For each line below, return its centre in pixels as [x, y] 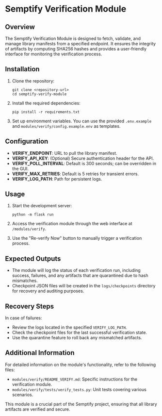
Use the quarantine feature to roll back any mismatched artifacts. [77, 338]
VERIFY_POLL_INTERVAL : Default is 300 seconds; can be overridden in [84, 163]
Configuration [27, 141]
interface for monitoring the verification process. [54, 54]
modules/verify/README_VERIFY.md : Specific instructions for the [74, 379]
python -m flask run [33, 215]
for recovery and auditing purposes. [48, 291]
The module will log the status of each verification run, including [76, 270]
